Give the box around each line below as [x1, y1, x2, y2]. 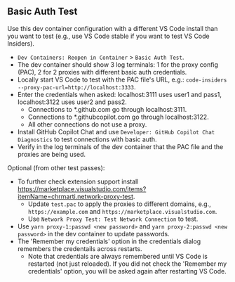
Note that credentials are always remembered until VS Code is [27, 252, 208, 260]
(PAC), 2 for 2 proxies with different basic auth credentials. [17, 68, 187, 76]
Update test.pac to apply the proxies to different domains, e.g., [27, 200, 212, 208]
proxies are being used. [17, 150, 86, 158]
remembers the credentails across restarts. [17, 244, 142, 252]
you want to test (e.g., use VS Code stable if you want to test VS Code [7, 32, 210, 40]
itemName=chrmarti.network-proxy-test [17, 192, 133, 200]
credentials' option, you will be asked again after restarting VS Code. [27, 267, 227, 275]
